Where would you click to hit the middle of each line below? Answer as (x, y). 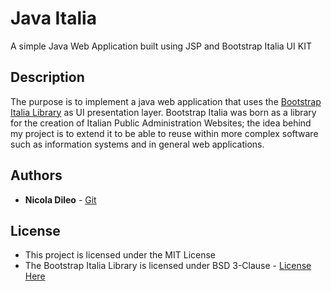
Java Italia (53, 18)
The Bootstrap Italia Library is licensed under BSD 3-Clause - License (168, 266)
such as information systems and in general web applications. (137, 144)
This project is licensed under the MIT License (120, 255)
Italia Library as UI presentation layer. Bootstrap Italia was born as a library (163, 112)
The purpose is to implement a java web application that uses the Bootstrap (166, 101)
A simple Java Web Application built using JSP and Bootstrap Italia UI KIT (161, 46)
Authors (36, 175)
